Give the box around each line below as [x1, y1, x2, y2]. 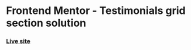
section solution [6, 16, 87, 30]
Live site [6, 37, 30, 45]
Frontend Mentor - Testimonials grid [6, 4, 186, 17]
